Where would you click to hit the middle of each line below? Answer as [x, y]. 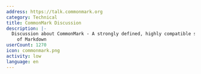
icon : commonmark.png [33, 51]
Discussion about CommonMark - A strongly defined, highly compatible [101, 34]
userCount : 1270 [26, 45]
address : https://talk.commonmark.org [54, 12]
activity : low [24, 56]
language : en [22, 61]
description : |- [26, 28]
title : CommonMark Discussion [44, 23]
